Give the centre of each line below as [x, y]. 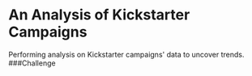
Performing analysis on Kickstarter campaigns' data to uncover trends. [126, 54]
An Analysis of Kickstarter [99, 15]
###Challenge [32, 63]
